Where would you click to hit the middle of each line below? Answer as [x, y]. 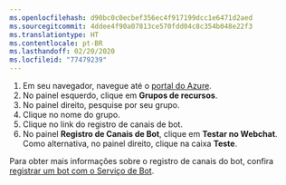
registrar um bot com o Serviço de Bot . [82, 170]
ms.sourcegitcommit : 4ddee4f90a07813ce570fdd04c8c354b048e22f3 [131, 26]
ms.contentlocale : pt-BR [56, 43]
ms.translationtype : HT [54, 34]
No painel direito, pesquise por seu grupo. [101, 105]
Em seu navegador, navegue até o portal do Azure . [117, 86]
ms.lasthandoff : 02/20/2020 [62, 52]
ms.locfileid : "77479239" [58, 60]
